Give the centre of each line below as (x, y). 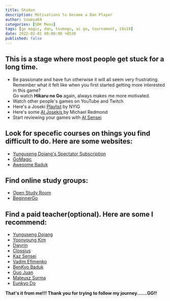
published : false (24, 39)
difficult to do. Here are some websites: (69, 142)
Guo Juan (23, 272)
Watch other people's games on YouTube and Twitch (68, 101)
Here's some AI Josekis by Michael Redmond (60, 112)
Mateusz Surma (29, 278)
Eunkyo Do (24, 283)
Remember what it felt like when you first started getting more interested (89, 85)
